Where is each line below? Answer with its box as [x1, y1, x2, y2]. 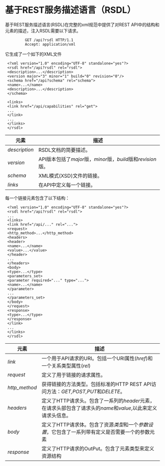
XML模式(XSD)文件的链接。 [38, 172, 103, 179]
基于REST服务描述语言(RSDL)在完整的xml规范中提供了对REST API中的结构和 [5, 22, 160, 27]
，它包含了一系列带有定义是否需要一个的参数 [46, 428, 150, 435]
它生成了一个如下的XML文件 [5, 51, 62, 57]
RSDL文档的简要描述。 [38, 146, 91, 153]
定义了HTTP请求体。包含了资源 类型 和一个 [41, 421, 138, 428]
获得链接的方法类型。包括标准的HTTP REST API [41, 381, 152, 387]
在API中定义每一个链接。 [38, 181, 96, 188]
